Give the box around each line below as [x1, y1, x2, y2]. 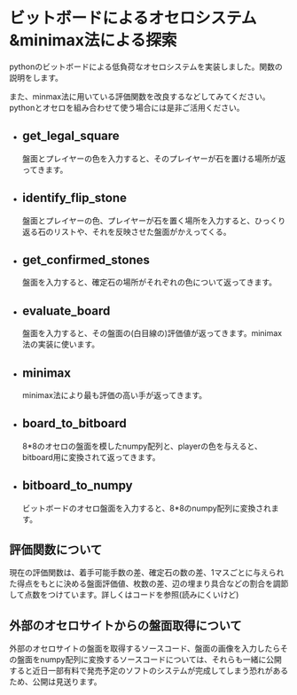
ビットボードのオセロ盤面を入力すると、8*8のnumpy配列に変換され [21, 503, 272, 513]
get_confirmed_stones [21, 252, 151, 267]
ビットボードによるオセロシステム [9, 8, 257, 28]
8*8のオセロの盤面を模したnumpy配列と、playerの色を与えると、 [21, 441, 263, 451]
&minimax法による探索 [9, 30, 177, 51]
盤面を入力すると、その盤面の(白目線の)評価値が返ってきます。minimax [21, 328, 283, 339]
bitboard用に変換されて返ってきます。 [21, 451, 160, 462]
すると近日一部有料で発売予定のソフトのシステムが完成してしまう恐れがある [9, 666, 289, 676]
